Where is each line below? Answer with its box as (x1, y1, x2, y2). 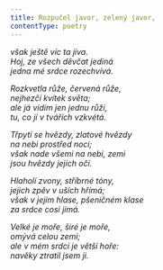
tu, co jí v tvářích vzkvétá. (10, 112, 107, 122)
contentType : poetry (10, 22, 88, 31)
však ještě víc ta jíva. (10, 46, 88, 57)
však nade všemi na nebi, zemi (10, 148, 126, 158)
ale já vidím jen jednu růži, (10, 102, 108, 112)
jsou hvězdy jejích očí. (10, 157, 93, 168)
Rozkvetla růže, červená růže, (10, 83, 122, 94)
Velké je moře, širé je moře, (10, 221, 111, 232)
